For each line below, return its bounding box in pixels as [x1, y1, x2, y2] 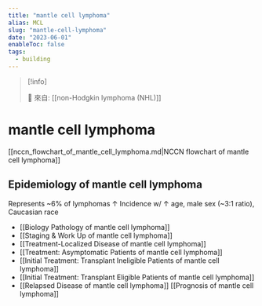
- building [15, 56, 51, 64]
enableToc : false [8, 41, 65, 49]
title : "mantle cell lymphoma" [8, 11, 111, 20]
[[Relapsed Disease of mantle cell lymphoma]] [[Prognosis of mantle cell [19, 280, 254, 290]
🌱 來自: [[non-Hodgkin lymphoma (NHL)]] [27, 93, 162, 102]
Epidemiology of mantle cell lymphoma [8, 178, 202, 191]
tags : [8, 48, 26, 56]
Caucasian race [8, 207, 59, 217]
